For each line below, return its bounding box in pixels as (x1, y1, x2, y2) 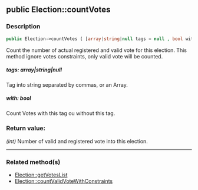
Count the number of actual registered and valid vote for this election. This (6, 47, 187, 54)
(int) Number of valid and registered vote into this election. (6, 137, 148, 145)
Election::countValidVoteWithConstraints (14, 178, 113, 185)
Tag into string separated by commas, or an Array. (6, 81, 128, 88)
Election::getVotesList (14, 171, 68, 179)
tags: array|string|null (6, 66, 62, 73)
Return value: (6, 124, 46, 132)
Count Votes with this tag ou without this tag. (6, 109, 115, 117)
